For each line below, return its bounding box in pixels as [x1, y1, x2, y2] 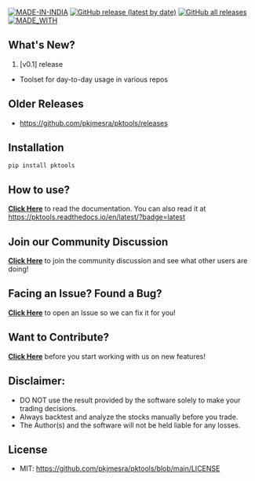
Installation [8, 141, 64, 155]
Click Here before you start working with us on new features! [8, 351, 206, 361]
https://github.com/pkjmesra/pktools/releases [19, 118, 169, 127]
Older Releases [8, 97, 84, 111]
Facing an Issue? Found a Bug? [8, 287, 162, 300]
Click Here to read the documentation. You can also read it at [8, 204, 206, 214]
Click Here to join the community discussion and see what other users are [8, 256, 248, 266]
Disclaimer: [8, 374, 65, 388]
